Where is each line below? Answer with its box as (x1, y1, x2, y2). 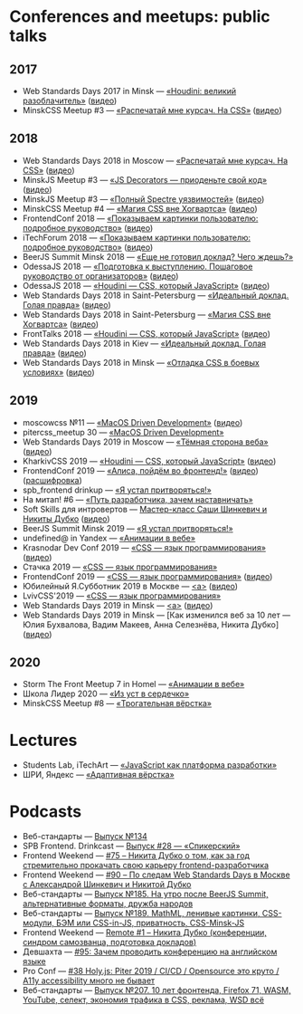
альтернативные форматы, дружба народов (22, 898, 194, 909)
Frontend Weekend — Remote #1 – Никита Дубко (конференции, (22, 927, 267, 938)
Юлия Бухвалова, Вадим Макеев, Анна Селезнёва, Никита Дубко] (22, 618, 279, 630)
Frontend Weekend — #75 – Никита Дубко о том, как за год (22, 850, 251, 861)
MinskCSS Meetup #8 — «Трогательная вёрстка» (22, 698, 213, 709)
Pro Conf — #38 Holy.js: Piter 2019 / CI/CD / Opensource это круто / (22, 966, 279, 977)
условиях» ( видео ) (22, 367, 95, 378)
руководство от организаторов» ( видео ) (22, 270, 179, 282)
